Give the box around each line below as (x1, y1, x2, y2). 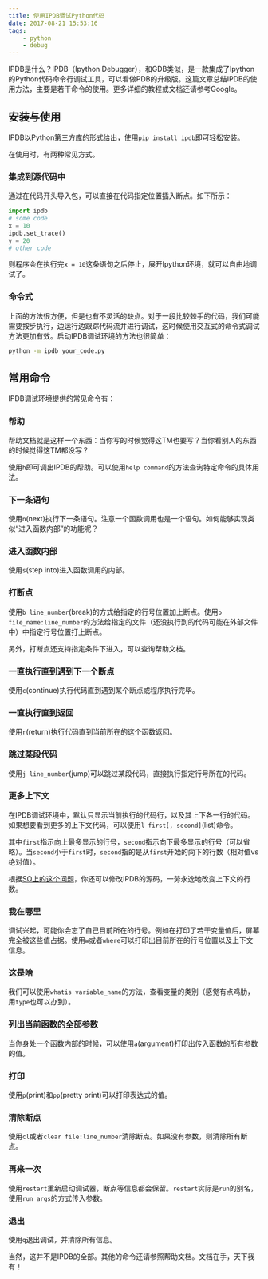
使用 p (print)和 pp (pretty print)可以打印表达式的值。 (8, 1091, 172, 1100)
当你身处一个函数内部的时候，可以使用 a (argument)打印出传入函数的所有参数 (8, 1039, 258, 1048)
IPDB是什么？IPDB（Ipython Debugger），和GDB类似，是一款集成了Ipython (8, 65, 255, 74)
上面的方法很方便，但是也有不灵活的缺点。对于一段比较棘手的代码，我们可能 (8, 311, 260, 320)
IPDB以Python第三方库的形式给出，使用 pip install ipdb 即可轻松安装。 (8, 133, 245, 142)
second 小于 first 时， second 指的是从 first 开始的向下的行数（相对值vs (33, 847, 259, 857)
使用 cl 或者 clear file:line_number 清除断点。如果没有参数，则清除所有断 (8, 1131, 248, 1142)
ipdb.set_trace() (8, 229, 66, 237)
